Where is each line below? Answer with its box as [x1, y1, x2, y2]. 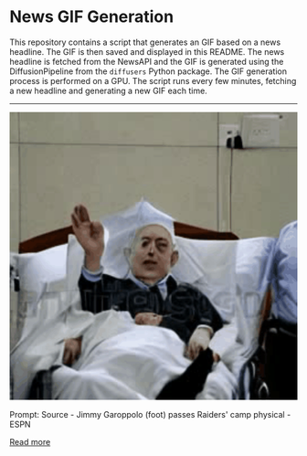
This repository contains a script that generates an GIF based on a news [9, 37, 281, 48]
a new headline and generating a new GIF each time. [9, 85, 207, 96]
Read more [9, 436, 51, 447]
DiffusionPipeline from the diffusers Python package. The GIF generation [9, 66, 288, 77]
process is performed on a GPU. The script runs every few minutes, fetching [9, 75, 297, 86]
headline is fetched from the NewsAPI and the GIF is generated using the [9, 56, 284, 67]
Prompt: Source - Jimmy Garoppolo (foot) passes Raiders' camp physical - [9, 408, 291, 419]
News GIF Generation [9, 6, 175, 27]
